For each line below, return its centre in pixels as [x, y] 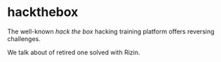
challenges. [24, 38]
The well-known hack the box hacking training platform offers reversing [111, 31]
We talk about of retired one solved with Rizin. [74, 52]
